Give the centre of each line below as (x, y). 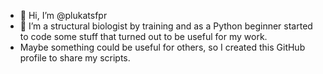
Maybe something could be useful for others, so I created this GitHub (162, 47)
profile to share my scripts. (75, 58)
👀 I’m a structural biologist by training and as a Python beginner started (166, 26)
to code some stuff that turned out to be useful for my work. (143, 36)
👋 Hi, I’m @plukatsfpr (63, 15)
